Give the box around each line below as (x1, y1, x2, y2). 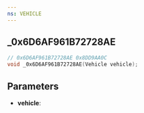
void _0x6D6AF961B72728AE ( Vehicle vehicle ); (7, 61, 138, 68)
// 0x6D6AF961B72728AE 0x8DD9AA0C (7, 54, 108, 61)
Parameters (7, 80, 59, 92)
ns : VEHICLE (7, 10, 42, 17)
